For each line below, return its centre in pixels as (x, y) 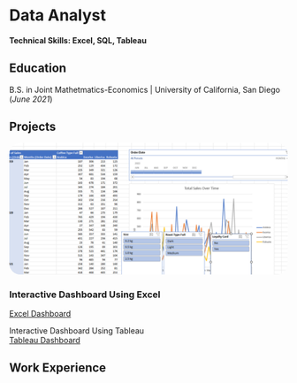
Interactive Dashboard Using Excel (85, 295)
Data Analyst (58, 15)
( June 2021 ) (31, 99)
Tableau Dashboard (45, 340)
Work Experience (58, 368)
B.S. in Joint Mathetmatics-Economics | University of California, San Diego (145, 89)
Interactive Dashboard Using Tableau (76, 330)
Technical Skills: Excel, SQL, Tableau (78, 40)
